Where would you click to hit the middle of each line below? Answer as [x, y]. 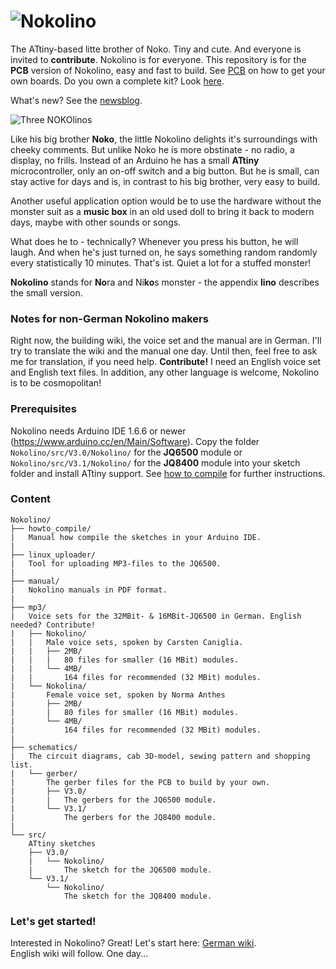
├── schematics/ [44, 747]
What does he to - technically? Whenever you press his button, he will [154, 241]
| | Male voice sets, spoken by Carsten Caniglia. [127, 642]
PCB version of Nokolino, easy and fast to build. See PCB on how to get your [168, 70]
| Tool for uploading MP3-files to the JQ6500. [116, 563]
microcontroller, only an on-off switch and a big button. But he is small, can [165, 171]
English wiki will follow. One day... [79, 954]
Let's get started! [53, 921]
